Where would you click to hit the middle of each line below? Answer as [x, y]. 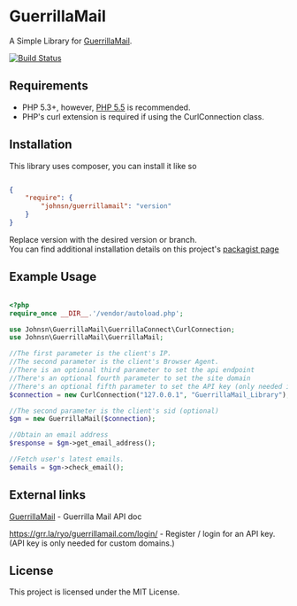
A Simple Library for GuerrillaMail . [71, 41]
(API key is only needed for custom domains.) [92, 543]
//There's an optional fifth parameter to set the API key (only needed [146, 386]
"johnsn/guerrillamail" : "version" [107, 206]
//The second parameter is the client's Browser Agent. [114, 362]
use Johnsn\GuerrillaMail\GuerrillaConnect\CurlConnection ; [122, 330]
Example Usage [53, 277]
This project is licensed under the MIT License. [95, 592]
